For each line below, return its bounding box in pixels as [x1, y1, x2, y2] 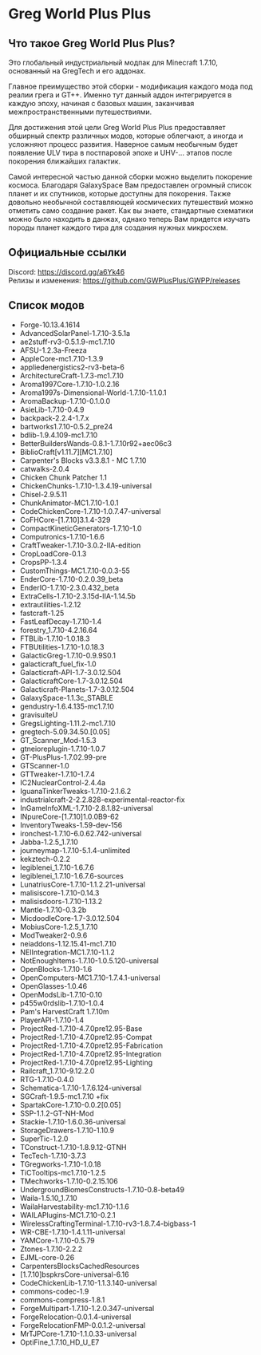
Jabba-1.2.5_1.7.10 [19, 837, 78, 847]
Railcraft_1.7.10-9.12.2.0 [19, 1066, 95, 1076]
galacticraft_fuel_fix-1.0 [19, 659, 97, 669]
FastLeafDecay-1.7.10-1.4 [19, 616, 102, 626]
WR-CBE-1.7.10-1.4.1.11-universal [19, 1227, 125, 1237]
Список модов [8, 298, 85, 312]
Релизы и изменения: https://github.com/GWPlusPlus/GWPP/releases [8, 275, 241, 285]
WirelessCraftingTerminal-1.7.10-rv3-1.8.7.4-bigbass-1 [19, 1219, 196, 1228]
